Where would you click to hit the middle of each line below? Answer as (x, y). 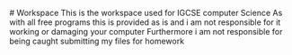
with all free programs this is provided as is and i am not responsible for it (145, 22)
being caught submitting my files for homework (97, 41)
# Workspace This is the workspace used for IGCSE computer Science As (146, 13)
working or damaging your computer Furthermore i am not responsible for (146, 31)
